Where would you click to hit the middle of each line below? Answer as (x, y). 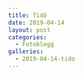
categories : (27, 37)
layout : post (29, 30)
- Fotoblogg (35, 45)
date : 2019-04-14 (36, 23)
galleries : (26, 52)
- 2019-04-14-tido (45, 59)
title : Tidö (27, 15)
